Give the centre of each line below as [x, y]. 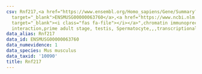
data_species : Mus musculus [41, 51]
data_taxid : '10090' [32, 56]
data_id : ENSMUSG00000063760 [43, 39]
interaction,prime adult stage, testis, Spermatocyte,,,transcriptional [105, 28]
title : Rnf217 [24, 61]
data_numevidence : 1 [32, 45]
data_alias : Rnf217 [31, 34]
